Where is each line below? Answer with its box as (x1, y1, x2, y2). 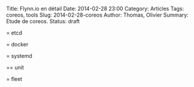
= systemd (6, 52, 33, 59)
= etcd (6, 29, 23, 36)
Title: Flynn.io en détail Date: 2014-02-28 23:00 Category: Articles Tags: (6, 5, 184, 12)
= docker (6, 41, 29, 48)
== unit (6, 64, 24, 71)
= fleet (6, 76, 23, 82)
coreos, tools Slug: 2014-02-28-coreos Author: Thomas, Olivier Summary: (6, 11, 189, 18)
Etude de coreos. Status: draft (6, 18, 80, 24)
